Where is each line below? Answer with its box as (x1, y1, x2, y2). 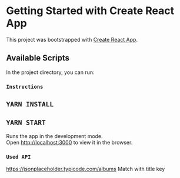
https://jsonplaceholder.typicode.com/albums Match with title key (6, 166, 165, 173)
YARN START (6, 119, 46, 127)
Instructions (6, 83, 44, 90)
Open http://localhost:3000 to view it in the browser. (6, 139, 133, 146)
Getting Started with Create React (6, 4, 175, 18)
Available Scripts (6, 53, 69, 63)
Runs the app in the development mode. (6, 132, 103, 139)
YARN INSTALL (6, 100, 54, 109)
